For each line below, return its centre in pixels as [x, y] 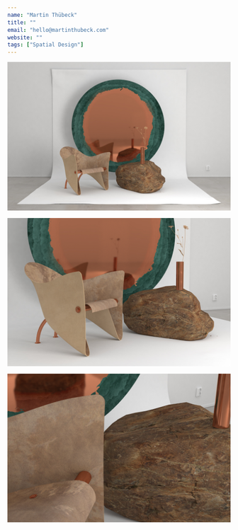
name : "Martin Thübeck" [42, 15]
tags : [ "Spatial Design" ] [45, 45]
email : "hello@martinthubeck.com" [58, 30]
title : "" [22, 22]
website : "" [25, 38]
